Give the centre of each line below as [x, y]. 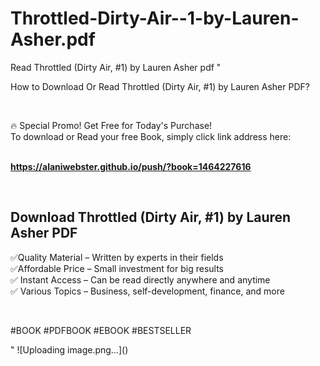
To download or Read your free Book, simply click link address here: [151, 136]
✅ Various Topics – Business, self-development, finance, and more [147, 291]
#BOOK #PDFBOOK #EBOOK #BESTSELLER [101, 330]
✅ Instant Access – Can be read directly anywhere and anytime [140, 279]
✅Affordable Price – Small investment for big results [117, 268]
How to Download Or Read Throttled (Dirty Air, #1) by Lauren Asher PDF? [160, 86]
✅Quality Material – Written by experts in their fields [117, 257]
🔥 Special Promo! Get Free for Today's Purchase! [111, 125]
